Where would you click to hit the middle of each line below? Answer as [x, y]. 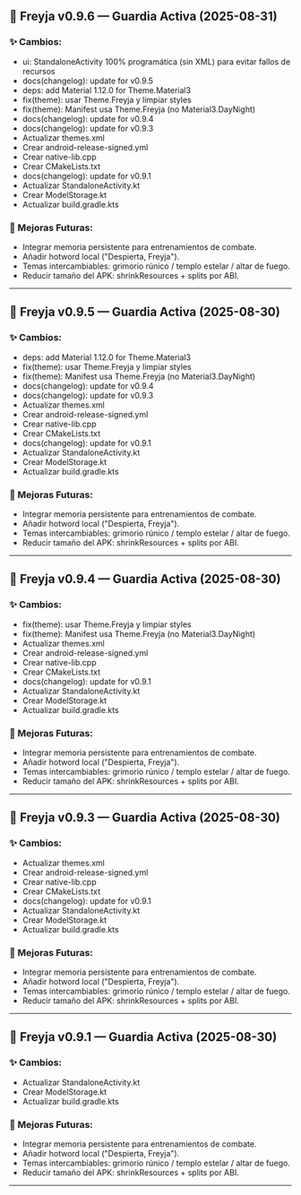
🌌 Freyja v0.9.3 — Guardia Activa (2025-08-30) [145, 817]
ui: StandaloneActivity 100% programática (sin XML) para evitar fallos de [156, 61]
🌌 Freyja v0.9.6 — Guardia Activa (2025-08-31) [143, 17]
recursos [39, 71]
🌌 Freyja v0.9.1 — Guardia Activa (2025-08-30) [143, 1037]
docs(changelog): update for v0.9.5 [88, 81]
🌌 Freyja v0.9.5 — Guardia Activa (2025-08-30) [145, 312]
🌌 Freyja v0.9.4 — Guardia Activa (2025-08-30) [145, 579]
